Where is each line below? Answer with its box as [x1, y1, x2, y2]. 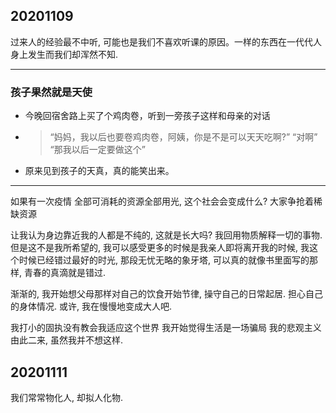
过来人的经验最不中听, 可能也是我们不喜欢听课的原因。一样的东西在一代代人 [10, 35, 322, 48]
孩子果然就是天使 [10, 85, 93, 99]
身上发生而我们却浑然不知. [10, 48, 119, 60]
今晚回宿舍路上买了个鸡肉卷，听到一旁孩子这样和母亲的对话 [24, 110, 271, 122]
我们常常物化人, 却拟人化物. [10, 391, 124, 403]
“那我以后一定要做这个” [49, 144, 146, 156]
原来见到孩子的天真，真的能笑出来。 [24, 165, 175, 177]
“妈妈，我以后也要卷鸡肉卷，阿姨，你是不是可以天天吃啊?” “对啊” [49, 131, 318, 143]
